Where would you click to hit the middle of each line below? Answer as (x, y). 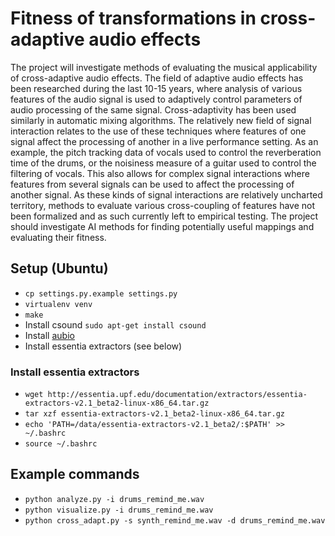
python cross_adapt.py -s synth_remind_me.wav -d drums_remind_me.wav (175, 520)
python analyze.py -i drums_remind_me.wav (114, 499)
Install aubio (49, 335)
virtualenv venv (58, 304)
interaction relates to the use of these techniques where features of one (158, 131)
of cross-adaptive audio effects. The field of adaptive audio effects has (157, 78)
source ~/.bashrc (61, 444)
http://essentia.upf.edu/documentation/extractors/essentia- (177, 395)
